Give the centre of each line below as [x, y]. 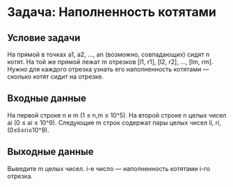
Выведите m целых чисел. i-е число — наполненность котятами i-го [109, 168]
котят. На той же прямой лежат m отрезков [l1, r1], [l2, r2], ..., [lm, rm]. [110, 62]
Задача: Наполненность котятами [112, 12]
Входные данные [47, 98]
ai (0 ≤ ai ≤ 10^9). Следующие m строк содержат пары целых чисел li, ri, [114, 122]
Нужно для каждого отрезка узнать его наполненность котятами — [108, 69]
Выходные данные [50, 152]
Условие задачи [44, 38]
